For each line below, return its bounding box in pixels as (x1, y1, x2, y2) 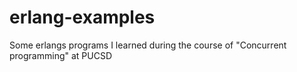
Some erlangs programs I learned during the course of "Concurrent (9, 39, 287, 51)
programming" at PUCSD (9, 49, 113, 61)
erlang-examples (9, 6, 156, 29)
